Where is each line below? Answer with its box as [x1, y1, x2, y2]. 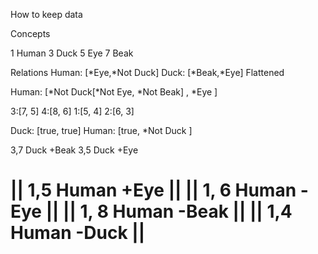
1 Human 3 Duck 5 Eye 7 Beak [10, 47, 134, 59]
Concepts [10, 28, 51, 39]
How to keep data [10, 9, 83, 20]
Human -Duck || [10, 222, 146, 244]
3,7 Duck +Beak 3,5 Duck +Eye [10, 144, 139, 156]
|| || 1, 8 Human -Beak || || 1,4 [45, 200, 293, 223]
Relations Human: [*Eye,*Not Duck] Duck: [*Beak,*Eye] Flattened [10, 67, 285, 78]
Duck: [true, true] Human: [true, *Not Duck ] [10, 125, 193, 136]
